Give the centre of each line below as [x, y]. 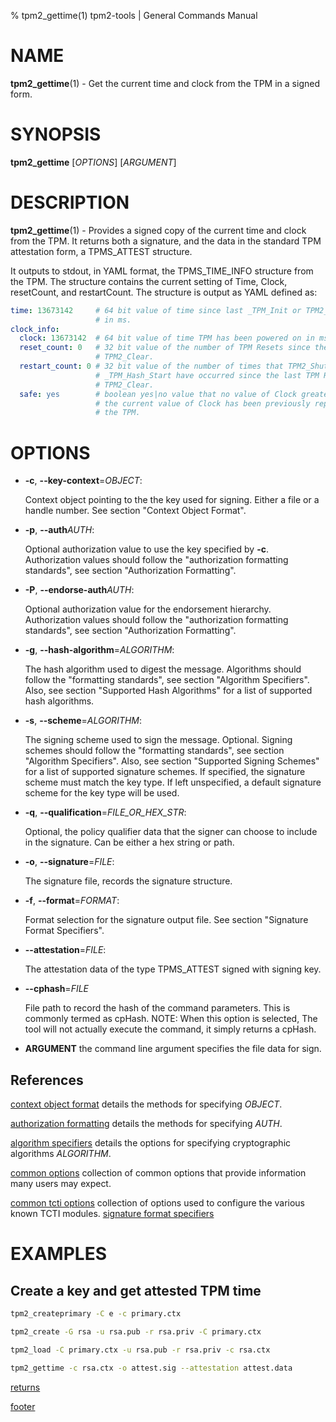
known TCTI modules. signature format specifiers [112, 1214]
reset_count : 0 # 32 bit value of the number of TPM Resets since [165, 348]
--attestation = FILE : [65, 950]
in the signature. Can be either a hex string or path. [129, 842]
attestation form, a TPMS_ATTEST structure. [101, 251]
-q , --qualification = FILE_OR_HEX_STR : [105, 812]
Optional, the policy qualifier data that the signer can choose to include [171, 832]
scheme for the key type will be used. [102, 793]
